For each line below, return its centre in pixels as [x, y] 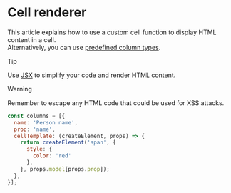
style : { [39, 149]
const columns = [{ [36, 116]
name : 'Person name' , [46, 122]
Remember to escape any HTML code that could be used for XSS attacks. [116, 103]
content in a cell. [32, 39]
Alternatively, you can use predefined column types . [84, 47]
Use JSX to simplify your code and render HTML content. [92, 75]
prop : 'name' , [35, 129]
